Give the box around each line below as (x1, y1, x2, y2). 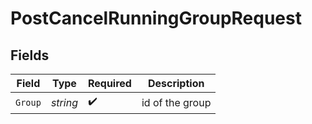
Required (87, 77, 132, 90)
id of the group (141, 95, 212, 109)
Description (147, 77, 205, 90)
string (50, 95, 78, 109)
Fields (10, 47, 50, 64)
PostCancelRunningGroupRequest (10, 7, 302, 30)
